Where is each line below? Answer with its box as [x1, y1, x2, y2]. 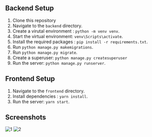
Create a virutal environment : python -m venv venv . [12, 28, 120, 34]
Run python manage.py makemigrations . [12, 44, 94, 50]
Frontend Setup [5, 75, 55, 83]
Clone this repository [12, 17, 56, 23]
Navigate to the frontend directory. [12, 88, 85, 94]
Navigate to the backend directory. [12, 23, 83, 29]
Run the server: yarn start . [12, 98, 69, 104]
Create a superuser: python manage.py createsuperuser [12, 55, 127, 61]
